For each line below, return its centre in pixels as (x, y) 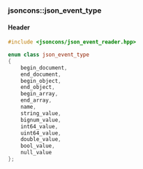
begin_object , (41, 81)
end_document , (41, 74)
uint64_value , (41, 133)
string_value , (41, 113)
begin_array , (39, 94)
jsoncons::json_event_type (55, 11)
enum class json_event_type (49, 55)
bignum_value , (41, 120)
